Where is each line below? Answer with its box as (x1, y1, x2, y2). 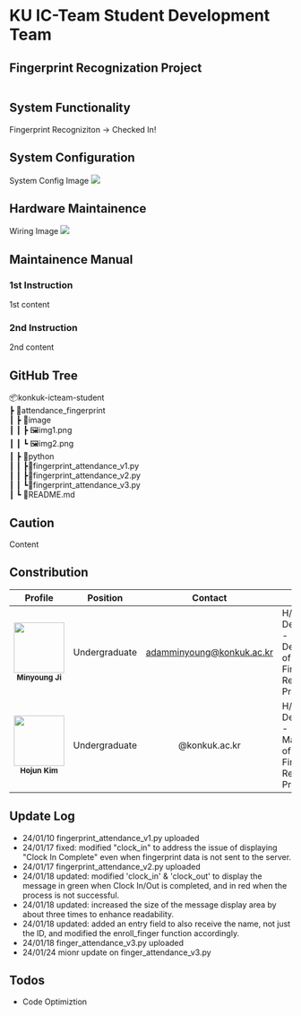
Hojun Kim (20, 765, 58, 776)
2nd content (9, 342, 55, 352)
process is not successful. (21, 890, 120, 900)
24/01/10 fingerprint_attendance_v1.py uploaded (21, 832, 200, 843)
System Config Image (9, 175, 90, 186)
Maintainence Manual (9, 252, 133, 267)
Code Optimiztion (21, 996, 88, 1007)
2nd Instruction (9, 322, 78, 334)
